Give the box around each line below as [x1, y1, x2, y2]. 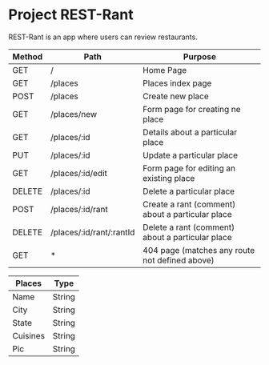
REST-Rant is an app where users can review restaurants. [8, 32, 198, 42]
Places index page [143, 78, 212, 89]
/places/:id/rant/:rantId [50, 227, 135, 238]
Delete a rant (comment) [143, 222, 235, 233]
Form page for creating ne [143, 103, 242, 114]
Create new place [143, 90, 210, 102]
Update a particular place [143, 150, 239, 161]
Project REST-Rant [8, 6, 134, 24]
